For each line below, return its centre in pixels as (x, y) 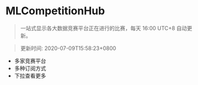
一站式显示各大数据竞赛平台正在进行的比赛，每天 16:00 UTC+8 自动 (103, 28)
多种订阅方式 (30, 68)
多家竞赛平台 (30, 61)
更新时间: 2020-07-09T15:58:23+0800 (68, 48)
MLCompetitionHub (55, 11)
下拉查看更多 (30, 75)
